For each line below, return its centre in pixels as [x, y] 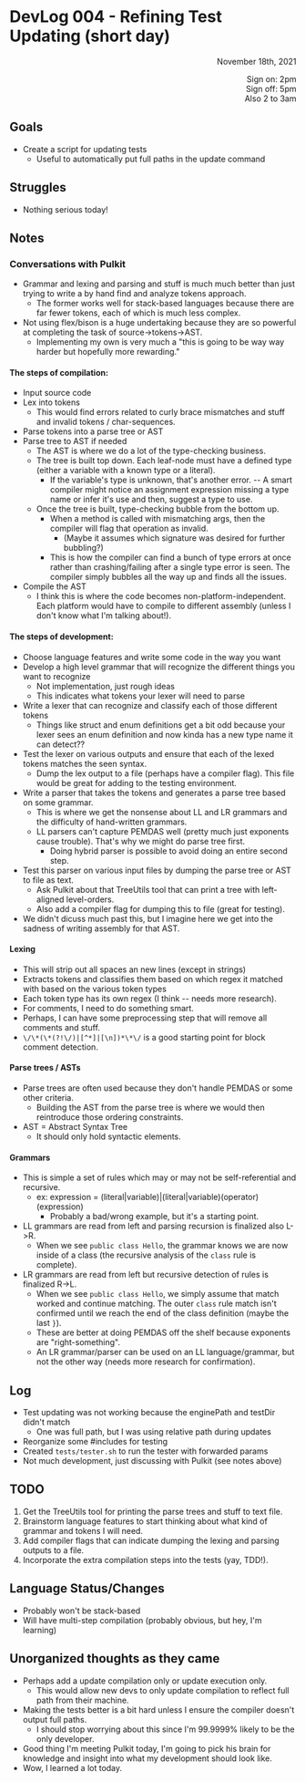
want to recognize [56, 676]
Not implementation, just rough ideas [106, 686]
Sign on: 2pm [271, 78]
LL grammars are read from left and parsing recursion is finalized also [153, 1226]
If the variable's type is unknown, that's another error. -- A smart [171, 480]
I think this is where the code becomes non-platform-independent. [161, 596]
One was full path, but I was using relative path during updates [153, 1432]
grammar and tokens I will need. [83, 1530]
